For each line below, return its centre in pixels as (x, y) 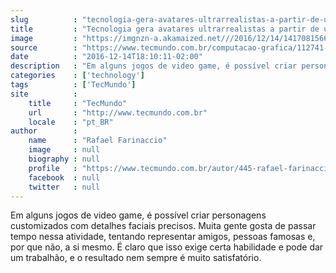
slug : (44, 19)
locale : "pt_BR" (71, 122)
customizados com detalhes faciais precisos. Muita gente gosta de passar (163, 226)
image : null (64, 150)
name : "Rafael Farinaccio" (98, 141)
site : (44, 94)
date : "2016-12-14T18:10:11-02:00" (106, 57)
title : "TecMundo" (78, 103)
